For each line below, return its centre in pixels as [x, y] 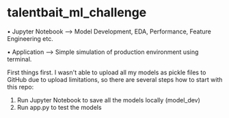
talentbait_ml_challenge [77, 13]
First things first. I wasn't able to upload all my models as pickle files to [107, 72]
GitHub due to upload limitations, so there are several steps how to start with [115, 79]
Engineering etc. [30, 38]
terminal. [19, 59]
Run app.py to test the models [59, 107]
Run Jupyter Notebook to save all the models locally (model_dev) [108, 100]
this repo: [21, 87]
